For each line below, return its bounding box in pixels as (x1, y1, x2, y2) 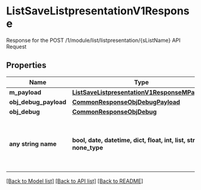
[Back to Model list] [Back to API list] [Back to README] (6, 177, 144, 185)
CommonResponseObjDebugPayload (72, 97, 181, 106)
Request (6, 43, 27, 50)
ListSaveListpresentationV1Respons (6, 4, 190, 18)
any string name (9, 139, 57, 148)
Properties (6, 60, 47, 71)
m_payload (9, 88, 42, 96)
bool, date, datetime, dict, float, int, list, (72, 136, 186, 144)
